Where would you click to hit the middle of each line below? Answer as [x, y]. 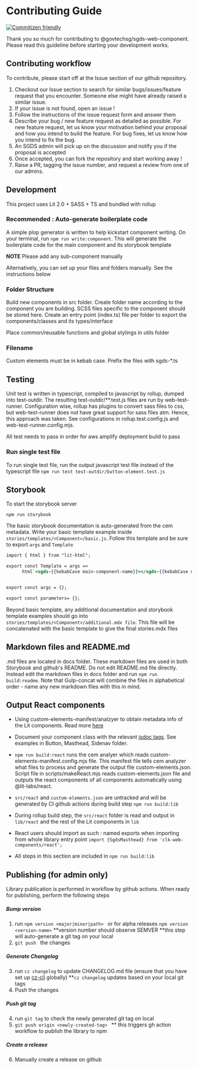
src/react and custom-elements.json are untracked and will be [90, 798]
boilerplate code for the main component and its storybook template [89, 244]
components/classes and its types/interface [60, 321]
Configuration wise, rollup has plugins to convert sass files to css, [104, 406]
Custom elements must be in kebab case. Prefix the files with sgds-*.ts [92, 361]
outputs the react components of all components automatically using [98, 780]
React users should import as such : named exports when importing [97, 833]
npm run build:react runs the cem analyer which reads [82, 755]
